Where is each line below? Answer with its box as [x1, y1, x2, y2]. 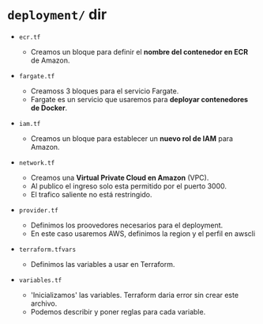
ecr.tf [18, 33, 41, 41]
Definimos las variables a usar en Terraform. [30, 259, 175, 269]
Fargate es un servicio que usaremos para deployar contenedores [30, 94, 249, 104]
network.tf [18, 158, 55, 167]
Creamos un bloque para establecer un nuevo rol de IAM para [30, 133, 234, 143]
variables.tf [18, 276, 62, 284]
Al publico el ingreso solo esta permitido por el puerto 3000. [30, 181, 227, 191]
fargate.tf [18, 72, 55, 80]
